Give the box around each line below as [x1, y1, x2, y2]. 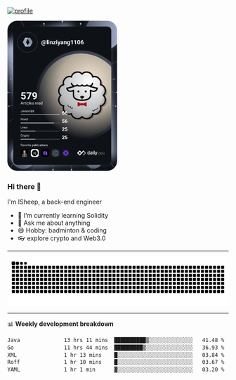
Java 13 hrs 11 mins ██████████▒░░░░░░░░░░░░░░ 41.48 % [7, 336, 225, 343]
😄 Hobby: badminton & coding [17, 226, 107, 235]
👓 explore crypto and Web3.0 [17, 234, 106, 242]
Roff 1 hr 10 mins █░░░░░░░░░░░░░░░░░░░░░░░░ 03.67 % [7, 359, 225, 366]
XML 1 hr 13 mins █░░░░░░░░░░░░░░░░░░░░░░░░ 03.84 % [7, 351, 225, 358]
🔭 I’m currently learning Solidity [17, 211, 109, 220]
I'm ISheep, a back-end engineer [7, 197, 103, 207]
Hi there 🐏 [7, 181, 42, 191]
